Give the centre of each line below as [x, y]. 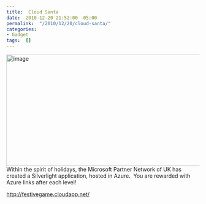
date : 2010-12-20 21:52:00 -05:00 [52, 18]
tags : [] [19, 40]
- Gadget [17, 35]
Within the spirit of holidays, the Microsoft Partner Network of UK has [94, 169]
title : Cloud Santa [33, 12]
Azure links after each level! [41, 182]
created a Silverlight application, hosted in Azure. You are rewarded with [98, 176]
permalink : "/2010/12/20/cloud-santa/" [59, 23]
